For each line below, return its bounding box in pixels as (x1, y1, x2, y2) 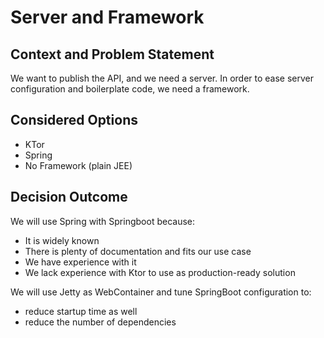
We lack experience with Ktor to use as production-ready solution (24, 266, 296, 278)
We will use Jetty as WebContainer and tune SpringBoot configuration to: (10, 286, 312, 298)
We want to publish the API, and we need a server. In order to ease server (10, 72, 315, 84)
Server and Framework (10, 6, 205, 29)
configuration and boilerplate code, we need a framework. (10, 83, 250, 95)
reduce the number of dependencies (24, 316, 177, 328)
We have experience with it (24, 256, 137, 268)
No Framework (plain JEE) (24, 159, 133, 171)
